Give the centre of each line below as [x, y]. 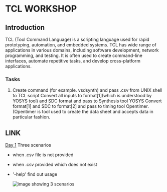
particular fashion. [31, 117]
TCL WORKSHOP [41, 9]
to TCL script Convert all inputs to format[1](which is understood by [82, 96]
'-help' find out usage [35, 174]
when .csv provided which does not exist [55, 165]
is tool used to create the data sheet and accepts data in [96, 112]
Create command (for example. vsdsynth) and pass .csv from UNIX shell [87, 90]
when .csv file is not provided [43, 155]
